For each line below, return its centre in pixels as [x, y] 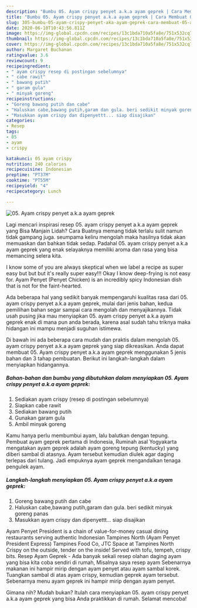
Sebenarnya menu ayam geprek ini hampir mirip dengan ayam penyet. [91, 581]
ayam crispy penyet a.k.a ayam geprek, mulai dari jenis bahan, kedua [89, 303]
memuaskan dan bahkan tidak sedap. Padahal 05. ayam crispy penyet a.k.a [97, 243]
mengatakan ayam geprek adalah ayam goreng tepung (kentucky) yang [92, 448]
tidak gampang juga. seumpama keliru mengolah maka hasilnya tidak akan [96, 237]
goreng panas [31, 514]
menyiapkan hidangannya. [38, 364]
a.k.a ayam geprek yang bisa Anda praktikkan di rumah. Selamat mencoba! [96, 599]
